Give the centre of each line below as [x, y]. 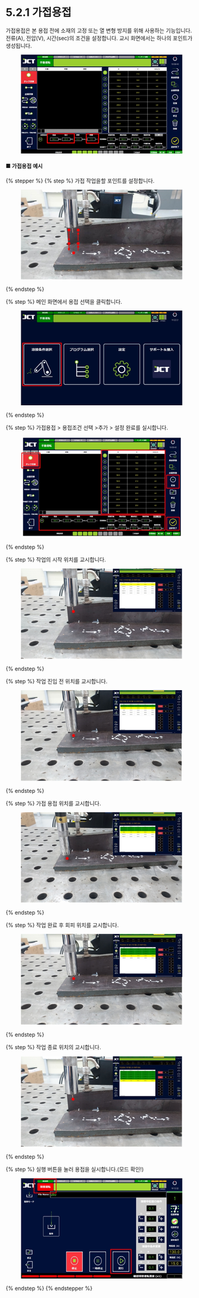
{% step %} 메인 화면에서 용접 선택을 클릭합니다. [64, 301]
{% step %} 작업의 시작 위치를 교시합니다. [56, 559]
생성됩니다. [19, 46]
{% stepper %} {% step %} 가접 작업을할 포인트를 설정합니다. [80, 181]
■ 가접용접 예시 [24, 166]
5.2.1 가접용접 [39, 12]
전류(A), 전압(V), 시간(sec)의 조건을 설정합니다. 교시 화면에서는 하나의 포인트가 [99, 38]
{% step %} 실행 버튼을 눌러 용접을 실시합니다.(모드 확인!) [75, 1170]
